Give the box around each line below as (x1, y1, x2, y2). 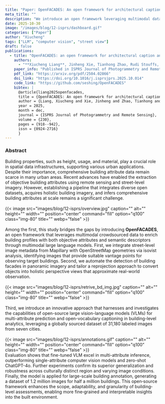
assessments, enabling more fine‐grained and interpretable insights (15, 389, 152, 395)
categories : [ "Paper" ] (5, 30, 52, 35)
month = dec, (18, 108, 45, 113)
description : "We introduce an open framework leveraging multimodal (5, 16, 151, 21)
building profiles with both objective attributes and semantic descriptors (5, 237, 151, 243)
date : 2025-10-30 (5, 21, 41, 26)
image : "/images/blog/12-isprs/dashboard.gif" (5, 26, 102, 31)
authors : (14, 58, 32, 63)
